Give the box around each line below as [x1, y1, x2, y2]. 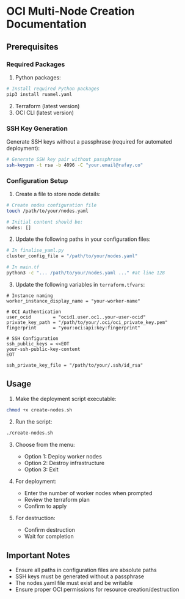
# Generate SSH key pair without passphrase [6, 156, 122, 163]
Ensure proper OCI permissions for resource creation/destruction [15, 586, 180, 593]
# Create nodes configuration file [6, 202, 97, 208]
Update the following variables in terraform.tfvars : [15, 281, 145, 288]
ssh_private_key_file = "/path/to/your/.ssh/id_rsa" [6, 362, 143, 368]
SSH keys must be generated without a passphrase [15, 573, 145, 580]
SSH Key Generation [6, 124, 68, 133]
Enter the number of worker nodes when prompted [24, 489, 153, 496]
